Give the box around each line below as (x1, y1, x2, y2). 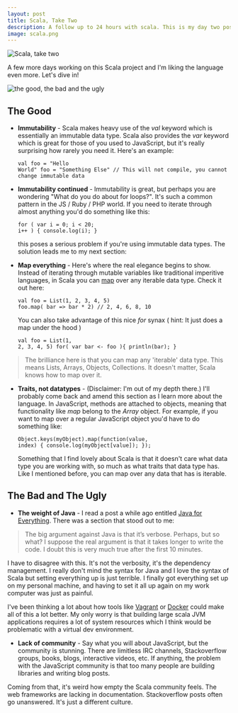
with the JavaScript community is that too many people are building (17, 661, 215, 670)
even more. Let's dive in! (7, 71, 79, 79)
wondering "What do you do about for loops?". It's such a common (17, 193, 212, 201)
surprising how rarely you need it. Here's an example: (17, 147, 174, 155)
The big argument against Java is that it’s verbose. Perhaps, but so (24, 530, 220, 538)
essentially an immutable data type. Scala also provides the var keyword (17, 132, 229, 140)
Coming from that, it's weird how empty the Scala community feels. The (7, 683, 217, 691)
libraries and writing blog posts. (17, 668, 110, 677)
